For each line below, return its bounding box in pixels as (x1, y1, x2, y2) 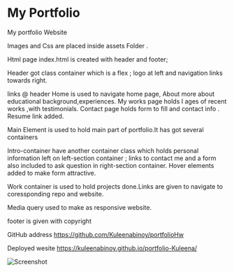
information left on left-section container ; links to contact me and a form (7, 154, 217, 162)
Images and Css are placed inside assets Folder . (7, 41, 149, 50)
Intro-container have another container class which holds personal (7, 146, 199, 155)
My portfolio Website (7, 28, 68, 36)
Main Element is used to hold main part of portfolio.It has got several (7, 125, 204, 134)
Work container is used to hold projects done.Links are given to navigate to (7, 182, 224, 190)
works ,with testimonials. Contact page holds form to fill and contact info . (7, 104, 220, 113)
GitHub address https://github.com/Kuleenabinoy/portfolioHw (7, 230, 184, 238)
